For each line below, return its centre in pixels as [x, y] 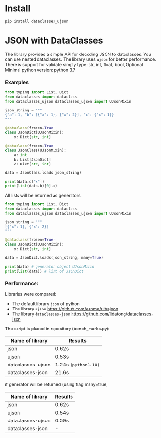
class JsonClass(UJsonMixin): [36, 150]
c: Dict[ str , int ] [32, 164]
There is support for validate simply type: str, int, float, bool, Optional [74, 64]
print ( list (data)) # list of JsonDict [44, 271]
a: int [20, 155]
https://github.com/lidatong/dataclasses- [112, 314]
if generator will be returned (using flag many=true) [56, 384]
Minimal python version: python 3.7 [40, 70]
